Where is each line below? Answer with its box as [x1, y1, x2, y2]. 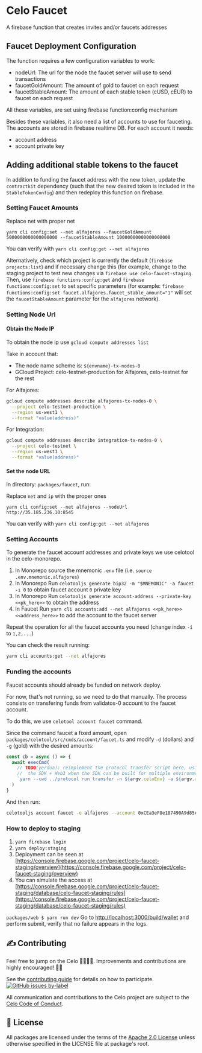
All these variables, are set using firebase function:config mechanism [6, 106, 178, 113]
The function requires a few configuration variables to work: [6, 57, 155, 64]
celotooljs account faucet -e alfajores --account [6, 810, 136, 816]
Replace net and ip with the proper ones [6, 492, 107, 500]
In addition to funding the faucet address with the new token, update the [6, 176, 185, 183]
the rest [14, 375, 34, 382]
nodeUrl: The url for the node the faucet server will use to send [14, 69, 171, 76]
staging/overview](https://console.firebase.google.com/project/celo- [14, 864, 186, 871]
